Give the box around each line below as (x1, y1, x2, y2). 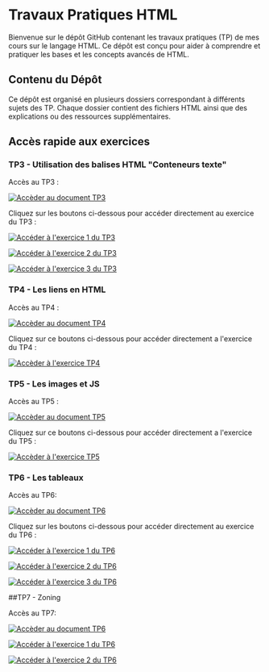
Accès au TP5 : (8, 397, 59, 407)
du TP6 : (8, 530, 37, 540)
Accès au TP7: (8, 608, 56, 618)
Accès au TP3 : (8, 177, 59, 187)
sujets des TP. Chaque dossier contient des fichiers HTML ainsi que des (8, 102, 248, 112)
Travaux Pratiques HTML (8, 6, 178, 24)
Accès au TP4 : (8, 303, 60, 312)
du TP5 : (8, 436, 37, 446)
